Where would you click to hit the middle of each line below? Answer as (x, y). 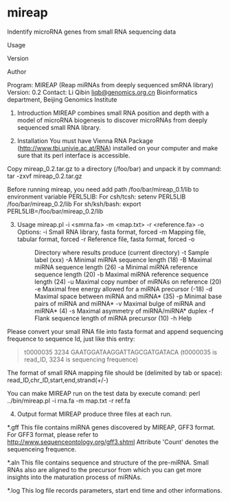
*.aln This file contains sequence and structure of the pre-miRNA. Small (108, 463)
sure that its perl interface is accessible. (73, 155)
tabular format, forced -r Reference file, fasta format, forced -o (106, 239)
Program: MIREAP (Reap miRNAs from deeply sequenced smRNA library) (111, 85)
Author (17, 71)
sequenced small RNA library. (59, 127)
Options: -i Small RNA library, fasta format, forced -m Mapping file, (111, 232)
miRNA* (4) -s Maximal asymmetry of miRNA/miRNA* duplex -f (124, 311)
